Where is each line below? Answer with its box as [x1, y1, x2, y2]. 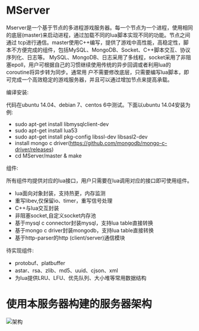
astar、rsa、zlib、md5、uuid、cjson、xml [14, 267, 118, 274]
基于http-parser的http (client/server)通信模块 [14, 234, 125, 241]
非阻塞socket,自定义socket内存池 [14, 212, 96, 219]
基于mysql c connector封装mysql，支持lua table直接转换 [14, 219, 153, 226]
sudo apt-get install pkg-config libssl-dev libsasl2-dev [14, 133, 148, 140]
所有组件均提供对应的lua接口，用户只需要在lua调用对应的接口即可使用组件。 [6, 176, 193, 184]
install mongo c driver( [14, 139, 70, 146]
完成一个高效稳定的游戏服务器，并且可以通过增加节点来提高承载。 [11, 75, 173, 83]
